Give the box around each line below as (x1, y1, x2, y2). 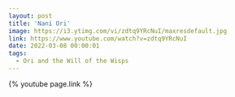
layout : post (8, 11, 53, 20)
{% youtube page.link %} (8, 78, 94, 89)
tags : (8, 49, 27, 57)
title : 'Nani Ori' (8, 19, 71, 27)
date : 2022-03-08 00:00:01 (8, 42, 100, 50)
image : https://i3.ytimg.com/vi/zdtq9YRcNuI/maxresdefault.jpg (8, 27, 228, 35)
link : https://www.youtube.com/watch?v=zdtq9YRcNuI (8, 34, 187, 43)
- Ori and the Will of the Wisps (15, 57, 129, 65)
